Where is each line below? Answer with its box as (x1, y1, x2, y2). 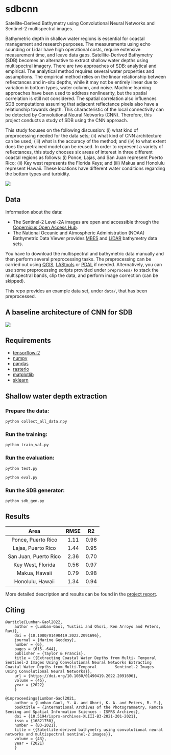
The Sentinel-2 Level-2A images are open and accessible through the (12, 218, 159, 225)
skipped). (5, 277, 26, 284)
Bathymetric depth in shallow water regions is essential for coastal (5, 35, 145, 42)
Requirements (5, 336, 51, 345)
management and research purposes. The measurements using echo (5, 41, 151, 47)
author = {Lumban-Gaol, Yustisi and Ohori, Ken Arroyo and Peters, (14, 624, 161, 629)
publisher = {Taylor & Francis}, (14, 651, 86, 656)
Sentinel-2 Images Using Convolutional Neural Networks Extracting (5, 660, 152, 665)
